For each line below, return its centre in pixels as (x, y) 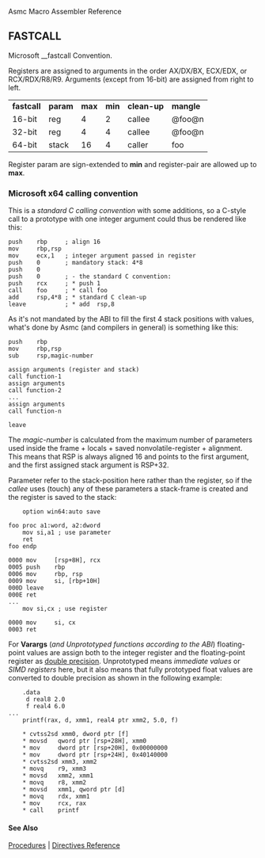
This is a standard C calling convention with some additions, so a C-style (127, 211)
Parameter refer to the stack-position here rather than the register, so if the (130, 480)
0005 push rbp (37, 567)
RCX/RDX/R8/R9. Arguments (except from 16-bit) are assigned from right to (131, 79)
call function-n (35, 411)
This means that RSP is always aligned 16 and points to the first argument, (129, 457)
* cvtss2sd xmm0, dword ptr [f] (76, 734)
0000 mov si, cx (42, 623)
